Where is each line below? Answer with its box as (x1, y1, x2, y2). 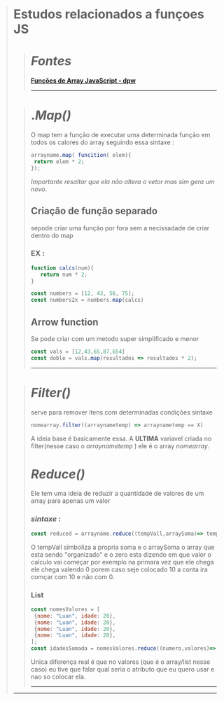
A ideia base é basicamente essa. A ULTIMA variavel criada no (30, 434, 212, 443)
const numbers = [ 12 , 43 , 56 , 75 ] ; (30, 290, 135, 297)
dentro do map (30, 231, 74, 240)
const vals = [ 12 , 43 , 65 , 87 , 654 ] (30, 348, 125, 355)
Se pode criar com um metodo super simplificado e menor (30, 334, 199, 342)
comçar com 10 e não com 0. (30, 572, 115, 581)
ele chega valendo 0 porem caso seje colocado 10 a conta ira (30, 565, 208, 574)
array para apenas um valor (30, 497, 111, 505)
